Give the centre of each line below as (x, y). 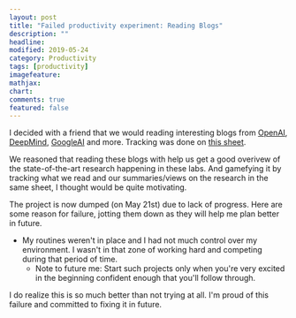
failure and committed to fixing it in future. (85, 305)
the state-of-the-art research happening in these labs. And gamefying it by (145, 169)
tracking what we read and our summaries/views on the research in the (139, 178)
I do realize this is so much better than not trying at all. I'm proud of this (139, 295)
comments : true (37, 99)
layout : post (33, 17)
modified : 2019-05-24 (49, 50)
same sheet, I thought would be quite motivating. (98, 187)
